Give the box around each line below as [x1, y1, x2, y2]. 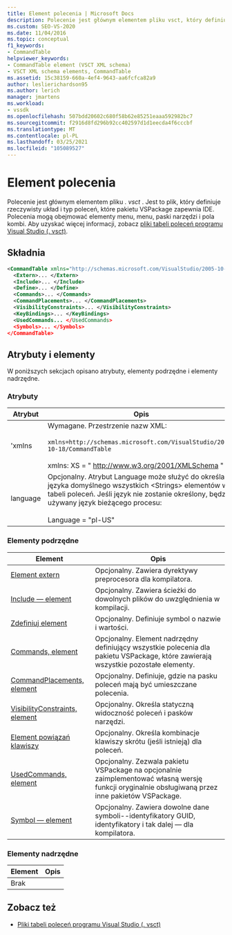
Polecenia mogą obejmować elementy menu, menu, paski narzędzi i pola [7, 212, 215, 220]
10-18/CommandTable [47, 445, 112, 453]
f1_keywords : [7, 42, 45, 49]
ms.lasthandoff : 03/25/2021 [7, 139, 88, 146]
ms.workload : [7, 100, 45, 107]
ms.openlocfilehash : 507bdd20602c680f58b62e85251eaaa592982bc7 [7, 113, 193, 120]
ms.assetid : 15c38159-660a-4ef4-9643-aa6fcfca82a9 [7, 74, 156, 82]
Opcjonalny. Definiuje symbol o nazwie [95, 614, 221, 623]
